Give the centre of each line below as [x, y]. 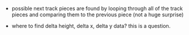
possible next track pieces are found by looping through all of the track [97, 8]
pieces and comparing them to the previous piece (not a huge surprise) [98, 15]
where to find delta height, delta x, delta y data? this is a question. [91, 26]
